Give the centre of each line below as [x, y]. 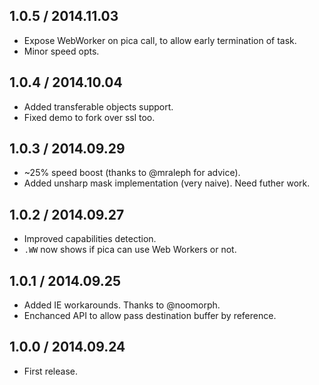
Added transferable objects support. [98, 106]
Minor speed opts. [61, 51]
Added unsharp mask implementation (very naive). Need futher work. [167, 183]
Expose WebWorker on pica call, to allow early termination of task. [160, 40]
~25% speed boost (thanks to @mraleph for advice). [132, 173]
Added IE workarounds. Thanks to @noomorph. [122, 305]
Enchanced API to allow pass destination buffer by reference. [150, 316]
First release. [50, 371]
